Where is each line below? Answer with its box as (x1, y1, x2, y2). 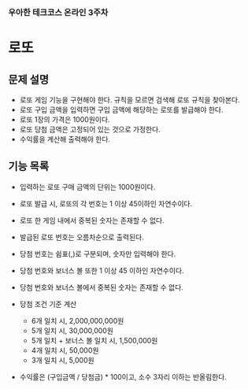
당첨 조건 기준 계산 (19, 299, 77, 309)
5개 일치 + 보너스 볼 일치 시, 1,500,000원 (31, 335, 158, 345)
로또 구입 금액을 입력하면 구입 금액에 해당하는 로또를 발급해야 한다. (19, 105, 224, 114)
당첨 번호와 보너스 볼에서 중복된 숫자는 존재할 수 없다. (19, 282, 183, 292)
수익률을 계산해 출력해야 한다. (19, 134, 111, 143)
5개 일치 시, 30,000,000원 (31, 325, 114, 335)
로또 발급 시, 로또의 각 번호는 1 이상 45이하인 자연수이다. (19, 198, 193, 208)
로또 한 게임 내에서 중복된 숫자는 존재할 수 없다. (19, 215, 165, 225)
